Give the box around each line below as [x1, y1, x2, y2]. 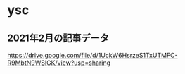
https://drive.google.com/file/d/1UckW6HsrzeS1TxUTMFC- [7, 51, 178, 59]
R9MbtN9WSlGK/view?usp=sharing [7, 58, 111, 67]
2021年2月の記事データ [7, 32, 109, 44]
